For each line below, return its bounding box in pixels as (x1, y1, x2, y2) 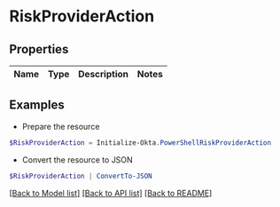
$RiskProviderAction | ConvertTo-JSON (9, 171, 152, 180)
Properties (9, 42, 69, 57)
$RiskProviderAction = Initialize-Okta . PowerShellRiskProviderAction (9, 138, 272, 147)
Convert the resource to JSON (21, 154, 133, 165)
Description (78, 68, 128, 80)
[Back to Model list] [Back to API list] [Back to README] (9, 187, 213, 198)
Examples (9, 98, 65, 113)
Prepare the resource (21, 121, 100, 131)
